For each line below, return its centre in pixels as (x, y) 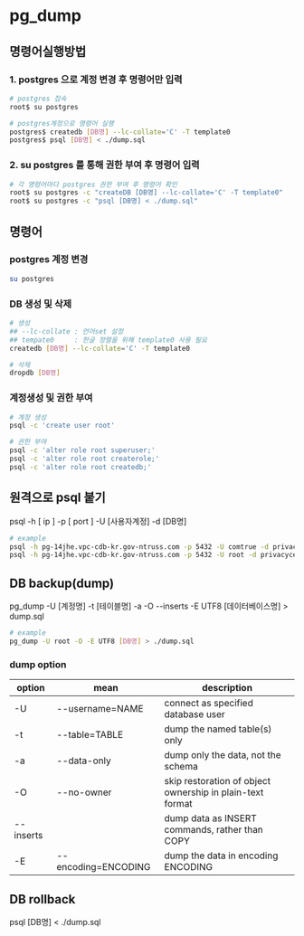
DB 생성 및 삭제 (41, 304)
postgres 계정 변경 (49, 260)
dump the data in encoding (221, 856)
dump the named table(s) (218, 729)
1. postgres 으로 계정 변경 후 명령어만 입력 (96, 80)
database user (195, 714)
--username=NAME (100, 709)
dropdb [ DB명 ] (35, 373)
